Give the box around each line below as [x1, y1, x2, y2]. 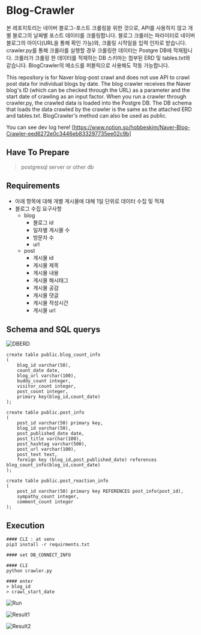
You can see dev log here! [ [6, 124, 74, 131]
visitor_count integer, [17, 384, 77, 390]
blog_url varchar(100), [17, 373, 77, 379]
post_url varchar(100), [17, 447, 77, 453]
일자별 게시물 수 [32, 226, 70, 233]
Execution [6, 520, 45, 531]
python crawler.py [6, 568, 52, 574]
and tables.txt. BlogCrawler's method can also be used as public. [6, 112, 167, 119]
